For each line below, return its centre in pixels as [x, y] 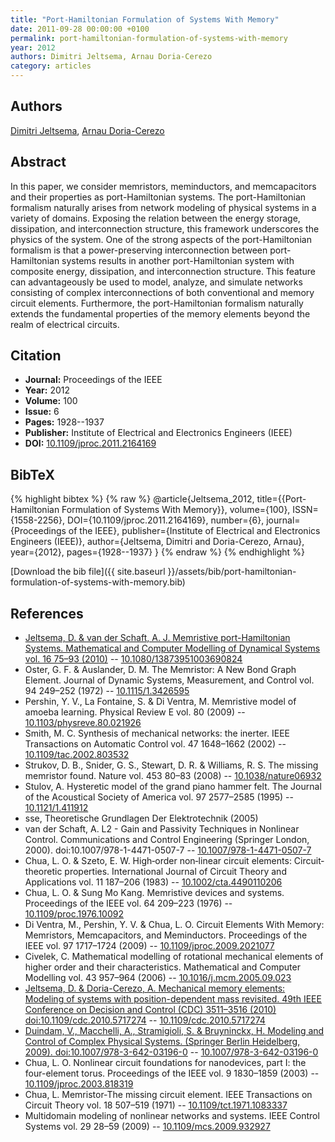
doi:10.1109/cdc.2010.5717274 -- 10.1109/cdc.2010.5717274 [145, 1020]
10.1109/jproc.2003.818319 [79, 1084]
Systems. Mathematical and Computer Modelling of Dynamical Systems [172, 648]
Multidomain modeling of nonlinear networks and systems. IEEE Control [172, 1116]
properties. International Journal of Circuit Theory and [175, 872]
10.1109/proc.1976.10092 [74, 914]
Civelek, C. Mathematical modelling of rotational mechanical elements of [174, 957]
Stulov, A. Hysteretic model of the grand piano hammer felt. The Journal [173, 787]
